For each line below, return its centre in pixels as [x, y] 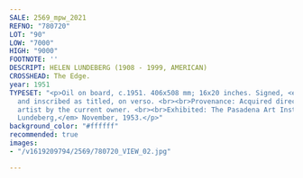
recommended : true [44, 135]
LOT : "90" [28, 34]
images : [24, 143]
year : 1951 [30, 85]
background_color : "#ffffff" [64, 127]
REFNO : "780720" [40, 26]
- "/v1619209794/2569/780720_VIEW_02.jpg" [90, 151]
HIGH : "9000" [34, 51]
